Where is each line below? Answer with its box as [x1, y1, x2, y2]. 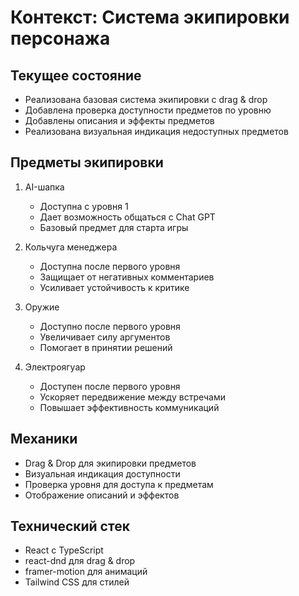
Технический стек [10, 518, 130, 535]
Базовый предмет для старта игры [39, 221, 189, 233]
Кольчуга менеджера [24, 241, 118, 253]
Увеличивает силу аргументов [39, 331, 171, 343]
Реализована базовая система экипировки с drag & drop [24, 94, 268, 105]
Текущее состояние [10, 67, 142, 84]
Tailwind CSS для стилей [24, 576, 130, 588]
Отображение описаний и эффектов [24, 489, 180, 501]
